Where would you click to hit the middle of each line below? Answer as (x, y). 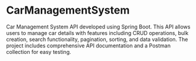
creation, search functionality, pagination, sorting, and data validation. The (97, 39)
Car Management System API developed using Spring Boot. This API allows (98, 27)
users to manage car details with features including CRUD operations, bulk (97, 33)
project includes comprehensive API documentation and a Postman (88, 46)
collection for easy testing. (39, 52)
